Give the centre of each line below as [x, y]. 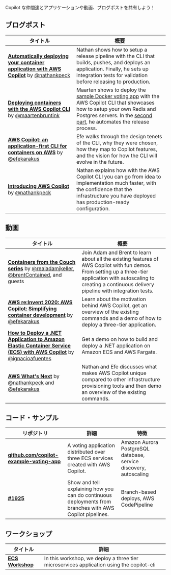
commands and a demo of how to [121, 318]
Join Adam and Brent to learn [116, 253]
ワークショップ [29, 534]
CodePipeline [137, 505]
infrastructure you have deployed [116, 195]
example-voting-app [34, 462]
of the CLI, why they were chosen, [117, 143]
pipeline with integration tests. [117, 291]
